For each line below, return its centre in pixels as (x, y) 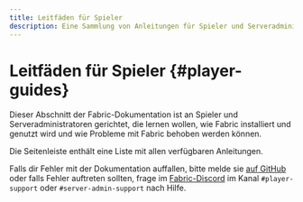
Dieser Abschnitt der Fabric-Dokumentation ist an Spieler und (124, 115)
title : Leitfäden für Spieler (66, 18)
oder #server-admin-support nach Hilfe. (113, 188)
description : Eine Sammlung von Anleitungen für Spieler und (127, 26)
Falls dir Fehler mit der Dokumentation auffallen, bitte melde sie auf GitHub (148, 169)
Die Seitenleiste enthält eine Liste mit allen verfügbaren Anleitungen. (136, 151)
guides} (39, 90)
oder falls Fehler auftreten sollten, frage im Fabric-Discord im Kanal (134, 179)
